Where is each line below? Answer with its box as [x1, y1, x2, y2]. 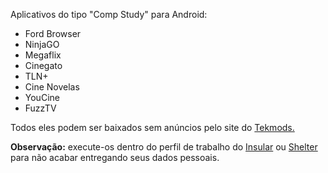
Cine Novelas [24, 81, 80, 93]
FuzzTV [24, 102, 57, 114]
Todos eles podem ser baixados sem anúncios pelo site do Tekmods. [10, 122, 295, 133]
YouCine [24, 92, 60, 103]
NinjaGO [24, 39, 60, 50]
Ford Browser [24, 28, 82, 39]
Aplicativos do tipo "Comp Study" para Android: [10, 9, 208, 20]
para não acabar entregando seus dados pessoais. [10, 152, 220, 163]
